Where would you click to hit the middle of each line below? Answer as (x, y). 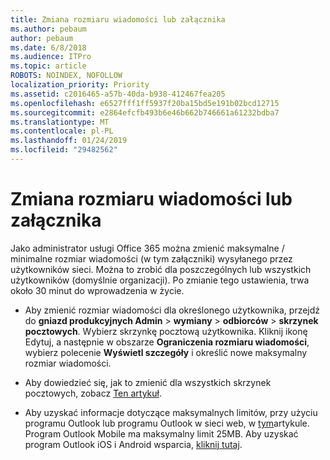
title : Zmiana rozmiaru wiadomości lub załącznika (118, 19)
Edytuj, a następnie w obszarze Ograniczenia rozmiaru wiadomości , (167, 342)
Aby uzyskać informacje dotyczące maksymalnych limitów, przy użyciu (171, 412)
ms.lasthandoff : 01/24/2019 (69, 141)
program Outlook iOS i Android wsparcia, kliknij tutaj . (133, 444)
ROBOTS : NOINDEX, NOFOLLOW (66, 76)
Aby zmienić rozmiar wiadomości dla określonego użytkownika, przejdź (172, 310)
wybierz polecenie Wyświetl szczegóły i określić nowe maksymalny (166, 352)
